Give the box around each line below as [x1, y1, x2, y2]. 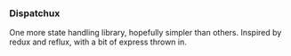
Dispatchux [9, 7, 61, 20]
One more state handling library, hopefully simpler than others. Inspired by [9, 28, 282, 38]
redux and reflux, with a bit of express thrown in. [9, 36, 187, 47]
